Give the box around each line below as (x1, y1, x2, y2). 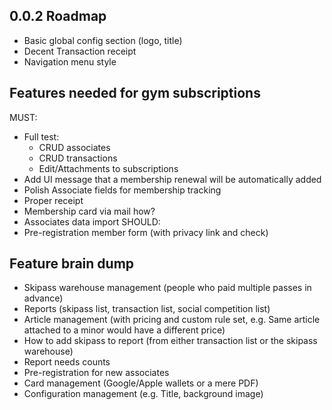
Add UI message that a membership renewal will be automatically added (23, 173, 322, 185)
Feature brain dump (9, 255, 135, 273)
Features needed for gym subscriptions (9, 85, 261, 102)
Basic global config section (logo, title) (23, 34, 183, 46)
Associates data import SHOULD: (23, 215, 161, 228)
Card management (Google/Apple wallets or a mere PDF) (23, 377, 259, 389)
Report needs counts (23, 356, 111, 368)
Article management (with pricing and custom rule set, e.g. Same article (23, 314, 321, 326)
